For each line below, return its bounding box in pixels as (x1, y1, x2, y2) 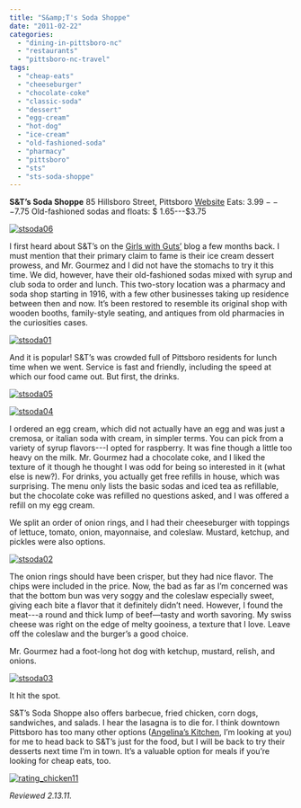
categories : (9, 30, 54, 39)
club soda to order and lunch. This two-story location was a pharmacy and (9, 280, 286, 290)
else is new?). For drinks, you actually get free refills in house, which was (9, 471, 280, 482)
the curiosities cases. (9, 317, 88, 328)
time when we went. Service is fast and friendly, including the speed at (9, 361, 271, 373)
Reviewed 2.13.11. (9, 790, 73, 801)
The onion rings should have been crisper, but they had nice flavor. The (9, 572, 274, 582)
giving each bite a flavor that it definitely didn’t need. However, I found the (9, 599, 283, 611)
